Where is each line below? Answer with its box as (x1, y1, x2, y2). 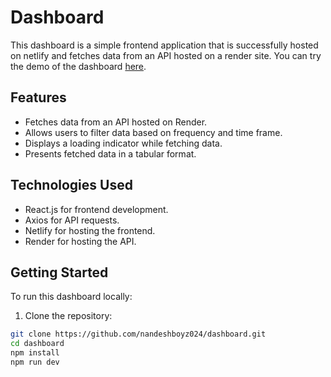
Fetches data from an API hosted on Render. (24, 116, 208, 128)
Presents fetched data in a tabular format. (24, 147, 197, 160)
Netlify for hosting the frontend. (24, 224, 156, 236)
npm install (10, 348, 60, 358)
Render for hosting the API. (24, 235, 137, 247)
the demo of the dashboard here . (10, 60, 147, 72)
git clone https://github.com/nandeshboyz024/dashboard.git (10, 329, 267, 340)
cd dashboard (10, 339, 65, 349)
